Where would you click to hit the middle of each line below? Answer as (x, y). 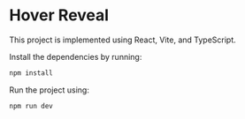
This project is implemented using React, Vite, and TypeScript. (122, 40)
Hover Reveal (59, 15)
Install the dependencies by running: (76, 56)
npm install (31, 73)
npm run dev (31, 106)
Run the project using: (50, 90)
